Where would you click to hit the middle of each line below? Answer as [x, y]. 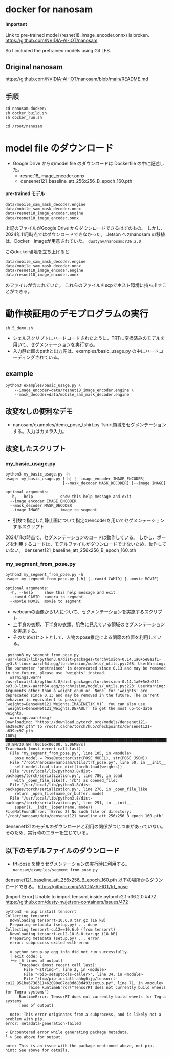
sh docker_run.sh [24, 118]
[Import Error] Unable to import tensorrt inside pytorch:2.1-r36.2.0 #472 [81, 897]
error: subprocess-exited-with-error [50, 943]
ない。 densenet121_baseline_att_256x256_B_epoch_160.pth [73, 550]
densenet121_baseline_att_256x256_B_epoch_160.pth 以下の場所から [78, 880]
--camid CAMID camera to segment [47, 597]
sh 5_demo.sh [19, 328]
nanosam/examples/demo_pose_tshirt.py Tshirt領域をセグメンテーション [90, 425]
